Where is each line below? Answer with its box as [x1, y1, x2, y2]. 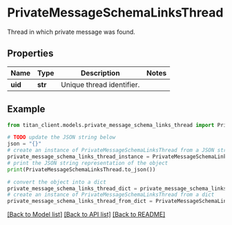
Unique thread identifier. [61, 79, 140, 89]
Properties [7, 48, 54, 59]
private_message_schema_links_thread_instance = [7, 153, 150, 160]
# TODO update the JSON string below [7, 134, 116, 141]
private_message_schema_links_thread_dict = [7, 185, 137, 192]
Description [80, 68, 120, 77]
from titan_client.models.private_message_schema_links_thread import [7, 121, 215, 128]
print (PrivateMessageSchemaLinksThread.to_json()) [7, 166, 156, 173]
